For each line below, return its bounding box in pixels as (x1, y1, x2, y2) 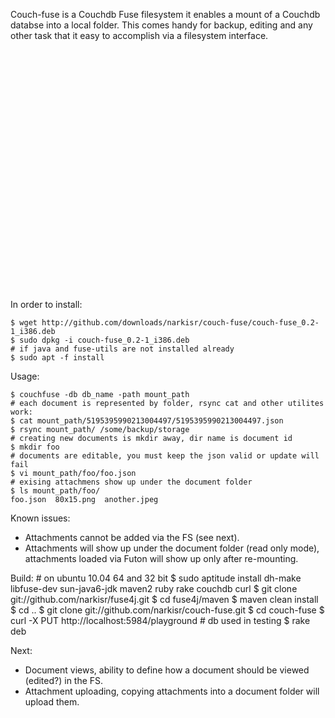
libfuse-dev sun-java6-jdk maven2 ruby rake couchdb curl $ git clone (10, 583, 298, 594)
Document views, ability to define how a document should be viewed (24, 664, 310, 676)
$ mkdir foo (10, 442, 60, 452)
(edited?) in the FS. (24, 675, 104, 686)
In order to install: (10, 299, 83, 310)
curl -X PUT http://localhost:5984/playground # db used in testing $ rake (10, 615, 311, 626)
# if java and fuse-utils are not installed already (10, 344, 235, 354)
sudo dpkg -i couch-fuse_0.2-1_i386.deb (19, 335, 190, 345)
